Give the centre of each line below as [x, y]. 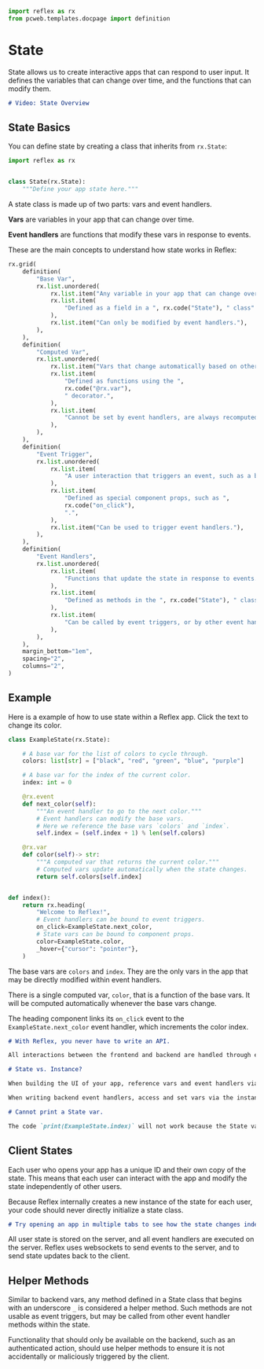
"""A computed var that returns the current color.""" [128, 862]
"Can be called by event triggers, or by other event [154, 622]
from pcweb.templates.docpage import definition [89, 18]
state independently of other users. [65, 1186]
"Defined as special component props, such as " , [147, 498]
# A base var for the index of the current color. [107, 775]
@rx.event [38, 797]
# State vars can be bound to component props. [115, 934]
